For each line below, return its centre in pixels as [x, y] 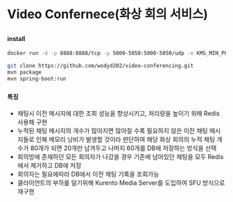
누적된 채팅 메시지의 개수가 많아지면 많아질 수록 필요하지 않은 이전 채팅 [112, 131]
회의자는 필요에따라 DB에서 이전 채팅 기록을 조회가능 [88, 174]
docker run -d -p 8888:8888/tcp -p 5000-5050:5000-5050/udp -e [101, 53]
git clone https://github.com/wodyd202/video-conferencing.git [101, 66]
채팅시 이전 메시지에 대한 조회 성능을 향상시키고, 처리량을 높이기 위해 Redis [118, 113]
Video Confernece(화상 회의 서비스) [107, 14]
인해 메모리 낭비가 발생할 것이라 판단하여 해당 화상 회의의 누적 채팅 [126, 140]
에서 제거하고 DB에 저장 [49, 166]
